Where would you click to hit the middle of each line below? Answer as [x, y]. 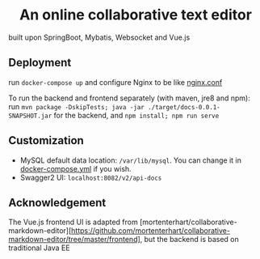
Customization [46, 140]
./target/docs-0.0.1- [184, 107]
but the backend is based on [192, 240]
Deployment [40, 63]
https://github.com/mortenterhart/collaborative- [151, 231]
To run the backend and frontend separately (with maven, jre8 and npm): [129, 98]
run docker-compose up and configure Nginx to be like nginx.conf [115, 82]
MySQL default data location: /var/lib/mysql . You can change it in [131, 160]
